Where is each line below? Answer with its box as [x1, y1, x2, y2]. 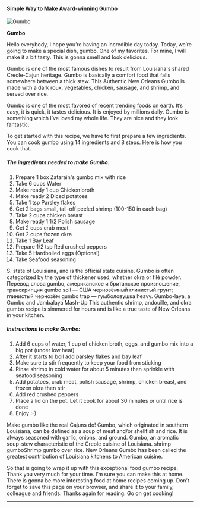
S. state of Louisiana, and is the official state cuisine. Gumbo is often [7, 268, 174, 275]
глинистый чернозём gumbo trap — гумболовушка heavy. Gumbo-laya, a [7, 293, 191, 300]
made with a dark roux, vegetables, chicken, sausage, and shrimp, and [7, 84, 180, 92]
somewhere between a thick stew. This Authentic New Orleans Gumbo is [7, 78, 185, 85]
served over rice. [7, 90, 49, 98]
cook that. [7, 145, 31, 152]
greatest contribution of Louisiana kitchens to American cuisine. [7, 453, 163, 460]
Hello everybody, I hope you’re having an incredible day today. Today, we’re [7, 41, 192, 48]
